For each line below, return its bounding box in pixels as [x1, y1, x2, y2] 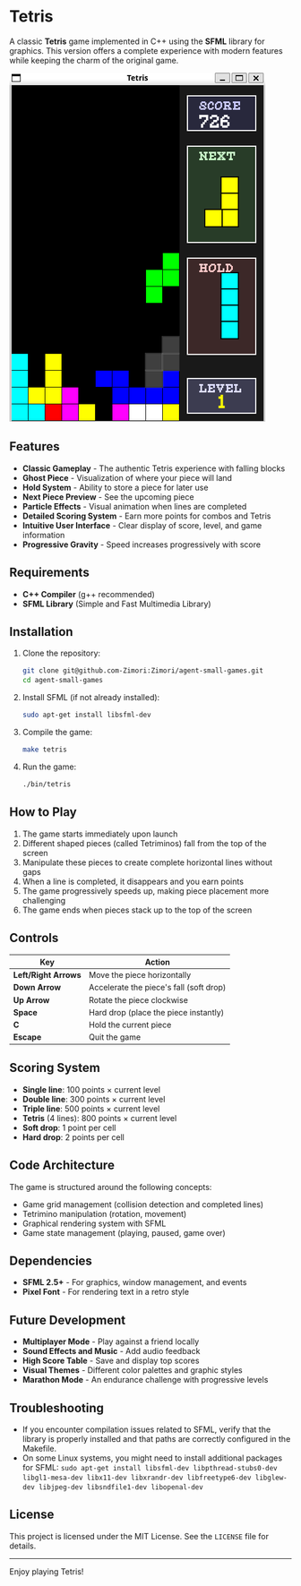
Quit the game [89, 1032, 142, 1042]
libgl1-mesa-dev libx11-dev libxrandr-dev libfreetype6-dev [21, 1473, 252, 1482]
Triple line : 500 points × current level [21, 1103, 160, 1114]
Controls [9, 930, 59, 946]
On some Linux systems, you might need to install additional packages [21, 1453, 283, 1463]
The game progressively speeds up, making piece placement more [21, 885, 270, 896]
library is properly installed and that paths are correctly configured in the [21, 1433, 291, 1444]
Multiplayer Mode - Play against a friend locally [21, 1336, 200, 1347]
